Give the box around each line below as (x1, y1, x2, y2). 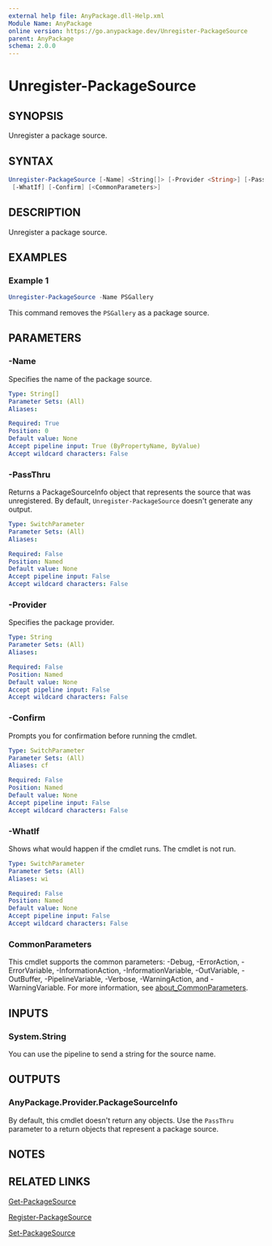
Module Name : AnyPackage (8, 19, 92, 28)
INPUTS (8, 1006, 49, 1020)
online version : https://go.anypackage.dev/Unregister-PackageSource (8, 27, 249, 35)
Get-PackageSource (8, 1197, 77, 1206)
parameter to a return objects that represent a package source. (8, 1124, 219, 1133)
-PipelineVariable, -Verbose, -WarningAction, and (44, 974, 209, 984)
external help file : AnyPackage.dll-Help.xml (8, 11, 164, 20)
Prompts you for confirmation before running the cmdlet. (8, 730, 198, 740)
